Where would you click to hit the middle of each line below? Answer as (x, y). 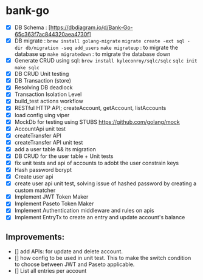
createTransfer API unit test (49, 142)
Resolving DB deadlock (44, 87)
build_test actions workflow (49, 101)
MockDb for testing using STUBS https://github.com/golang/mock (97, 121)
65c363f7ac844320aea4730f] (53, 34)
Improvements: (35, 237)
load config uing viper (42, 115)
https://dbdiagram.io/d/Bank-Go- (91, 27)
